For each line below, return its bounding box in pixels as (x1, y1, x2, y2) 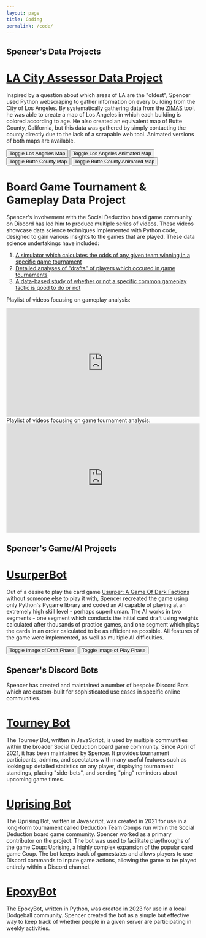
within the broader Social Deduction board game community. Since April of (6, 743, 196, 750)
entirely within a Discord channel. (6, 863, 91, 870)
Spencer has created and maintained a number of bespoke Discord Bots (6, 681, 189, 689)
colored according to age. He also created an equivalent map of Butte (6, 117, 183, 125)
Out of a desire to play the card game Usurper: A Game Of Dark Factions (6, 588, 190, 595)
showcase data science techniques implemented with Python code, (6, 226, 177, 233)
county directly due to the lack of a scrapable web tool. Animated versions (6, 130, 194, 138)
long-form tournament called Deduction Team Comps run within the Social (6, 824, 195, 831)
